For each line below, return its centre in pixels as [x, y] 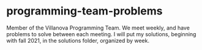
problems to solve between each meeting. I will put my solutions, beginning [101, 34]
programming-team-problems [84, 11]
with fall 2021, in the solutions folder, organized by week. [78, 40]
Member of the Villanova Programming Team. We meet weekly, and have [98, 28]
